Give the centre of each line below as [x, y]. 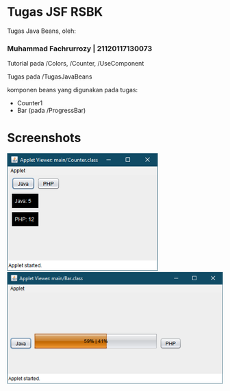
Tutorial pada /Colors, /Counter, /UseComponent [76, 64]
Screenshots [44, 138]
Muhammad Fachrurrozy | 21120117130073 [80, 49]
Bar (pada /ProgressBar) [51, 111]
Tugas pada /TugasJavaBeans [50, 77]
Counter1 [30, 103]
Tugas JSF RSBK [55, 12]
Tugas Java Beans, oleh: [42, 31]
